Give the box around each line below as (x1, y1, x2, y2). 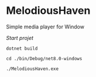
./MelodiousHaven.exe (6, 65, 59, 72)
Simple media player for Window (6, 23, 85, 30)
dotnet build (6, 45, 38, 52)
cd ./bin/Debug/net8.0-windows (6, 56, 83, 61)
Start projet (6, 34, 34, 41)
